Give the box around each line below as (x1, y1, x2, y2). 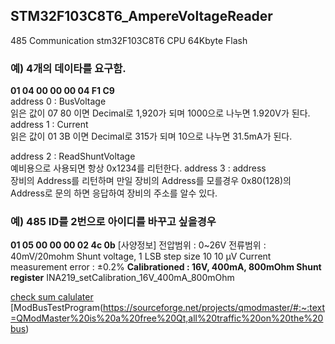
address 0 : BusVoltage (10, 95, 107, 108)
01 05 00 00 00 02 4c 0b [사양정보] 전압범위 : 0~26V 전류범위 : (10, 239, 267, 251)
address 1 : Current (10, 119, 89, 131)
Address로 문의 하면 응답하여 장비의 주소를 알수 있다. (10, 187, 218, 199)
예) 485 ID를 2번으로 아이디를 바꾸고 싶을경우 (10, 215, 217, 229)
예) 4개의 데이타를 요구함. (10, 61, 127, 75)
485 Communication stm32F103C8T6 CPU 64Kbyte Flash (10, 34, 248, 46)
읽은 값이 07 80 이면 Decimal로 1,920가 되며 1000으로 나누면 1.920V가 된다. (10, 107, 311, 119)
